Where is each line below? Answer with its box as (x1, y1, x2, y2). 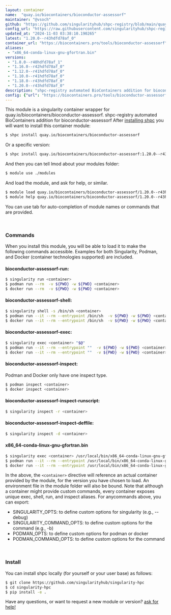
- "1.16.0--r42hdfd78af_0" (7, 64, 65, 69)
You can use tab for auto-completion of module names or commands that (5, 203, 159, 210)
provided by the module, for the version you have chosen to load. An (5, 478, 149, 484)
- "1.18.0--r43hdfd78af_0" (7, 78, 65, 83)
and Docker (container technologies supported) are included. (5, 254, 134, 260)
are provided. (5, 209, 34, 215)
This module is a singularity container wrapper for (5, 106, 110, 112)
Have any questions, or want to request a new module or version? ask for (5, 599, 159, 605)
